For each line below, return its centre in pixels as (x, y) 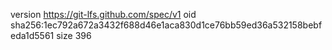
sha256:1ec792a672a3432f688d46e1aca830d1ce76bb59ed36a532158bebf (166, 25)
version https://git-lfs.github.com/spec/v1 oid (103, 14)
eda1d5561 (32, 35)
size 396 (74, 35)
